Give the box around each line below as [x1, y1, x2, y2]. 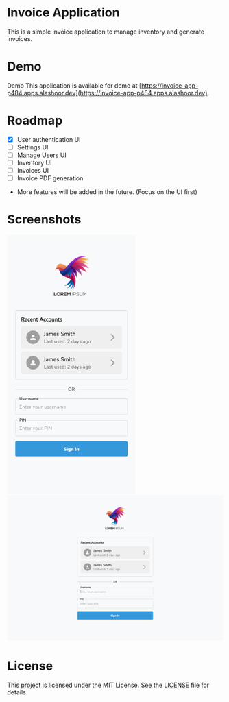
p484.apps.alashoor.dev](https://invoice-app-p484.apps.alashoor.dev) [7, 88, 208, 97]
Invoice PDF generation [16, 174, 84, 182]
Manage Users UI [16, 151, 67, 159]
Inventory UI [16, 159, 52, 167]
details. [7, 688, 28, 697]
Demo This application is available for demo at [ [7, 81, 142, 90]
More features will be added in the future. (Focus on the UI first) [16, 188, 197, 196]
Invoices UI [16, 167, 49, 175]
